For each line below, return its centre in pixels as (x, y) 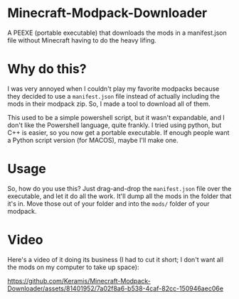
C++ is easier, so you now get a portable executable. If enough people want (118, 132)
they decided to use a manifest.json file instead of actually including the (114, 96)
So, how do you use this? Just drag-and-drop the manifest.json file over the (119, 188)
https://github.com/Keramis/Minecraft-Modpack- (79, 281)
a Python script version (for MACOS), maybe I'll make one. (93, 140)
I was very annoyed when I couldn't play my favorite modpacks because (113, 88)
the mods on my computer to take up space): (73, 267)
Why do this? (47, 69)
